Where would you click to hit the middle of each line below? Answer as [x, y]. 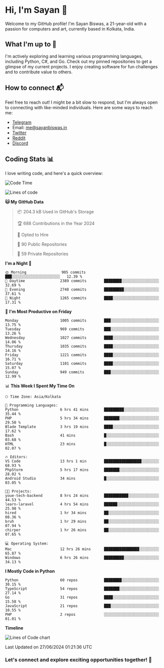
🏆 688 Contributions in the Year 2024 [56, 224]
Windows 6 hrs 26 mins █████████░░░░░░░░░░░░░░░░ [82, 558]
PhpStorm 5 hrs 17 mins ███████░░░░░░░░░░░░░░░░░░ [82, 470]
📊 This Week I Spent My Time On [40, 386]
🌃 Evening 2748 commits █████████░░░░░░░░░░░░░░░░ [82, 290]
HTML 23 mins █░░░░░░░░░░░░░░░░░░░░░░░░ [82, 444]
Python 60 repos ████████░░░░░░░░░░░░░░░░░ [82, 580]
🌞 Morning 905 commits [45, 272]
